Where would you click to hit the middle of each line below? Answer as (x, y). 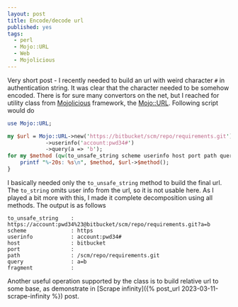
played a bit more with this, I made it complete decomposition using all (110, 197)
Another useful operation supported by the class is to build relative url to (113, 281)
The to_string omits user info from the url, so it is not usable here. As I (110, 190)
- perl (23, 40)
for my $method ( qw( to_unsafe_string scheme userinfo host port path (112, 156)
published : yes (30, 27)
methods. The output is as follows (57, 205)
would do (21, 110)
